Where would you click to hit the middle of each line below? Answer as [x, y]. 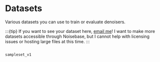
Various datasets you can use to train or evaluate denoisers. [65, 22]
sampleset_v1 [18, 54]
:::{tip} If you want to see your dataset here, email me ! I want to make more [80, 31]
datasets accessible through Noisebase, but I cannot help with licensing [77, 36]
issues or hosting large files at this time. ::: [48, 41]
